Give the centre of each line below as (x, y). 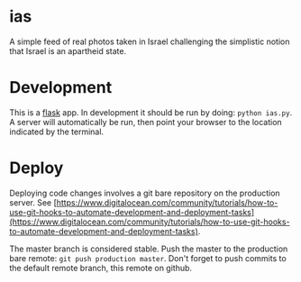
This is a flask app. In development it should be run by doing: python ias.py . (151, 112)
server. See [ (33, 202)
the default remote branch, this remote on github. (100, 268)
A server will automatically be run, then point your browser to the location (146, 122)
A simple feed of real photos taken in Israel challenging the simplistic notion (150, 41)
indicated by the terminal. (57, 132)
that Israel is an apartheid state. (68, 50)
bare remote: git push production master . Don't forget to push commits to (148, 258)
